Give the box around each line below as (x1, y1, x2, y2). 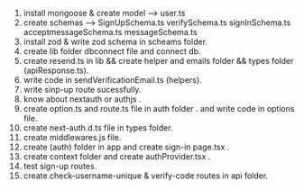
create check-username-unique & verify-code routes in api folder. (23, 170, 269, 181)
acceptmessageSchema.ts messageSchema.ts (23, 27, 198, 37)
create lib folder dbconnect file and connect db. (23, 46, 201, 57)
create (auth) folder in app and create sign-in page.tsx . (23, 141, 230, 152)
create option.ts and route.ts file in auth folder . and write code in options (23, 104, 295, 113)
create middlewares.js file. (23, 132, 122, 142)
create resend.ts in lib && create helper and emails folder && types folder (23, 56, 294, 66)
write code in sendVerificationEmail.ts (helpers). (23, 75, 202, 85)
